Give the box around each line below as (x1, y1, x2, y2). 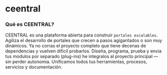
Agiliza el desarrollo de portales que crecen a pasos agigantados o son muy (5, 37, 162, 43)
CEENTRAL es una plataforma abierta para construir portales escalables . (5, 32, 158, 38)
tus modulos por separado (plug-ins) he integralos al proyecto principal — (5, 53, 158, 59)
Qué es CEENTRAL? (5, 21, 55, 28)
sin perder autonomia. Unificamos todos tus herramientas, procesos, (5, 58, 147, 65)
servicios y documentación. (5, 64, 63, 70)
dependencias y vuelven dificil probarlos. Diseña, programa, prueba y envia (5, 48, 162, 54)
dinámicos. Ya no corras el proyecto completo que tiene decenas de (5, 43, 146, 49)
